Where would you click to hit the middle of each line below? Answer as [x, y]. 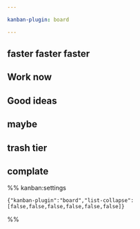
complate [28, 171]
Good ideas [32, 101]
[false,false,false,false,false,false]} [66, 207]
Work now [30, 77]
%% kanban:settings [37, 188]
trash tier [27, 148]
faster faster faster [49, 54]
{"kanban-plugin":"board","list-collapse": [71, 201]
